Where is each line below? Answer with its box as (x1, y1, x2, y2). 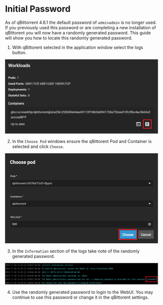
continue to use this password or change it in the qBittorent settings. (12, 294, 149, 300)
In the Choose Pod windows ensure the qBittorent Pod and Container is (12, 138, 152, 144)
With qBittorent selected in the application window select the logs (12, 44, 144, 50)
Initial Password (5, 3, 71, 15)
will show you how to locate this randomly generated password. (5, 35, 132, 41)
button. (12, 50, 27, 55)
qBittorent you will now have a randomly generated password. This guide (5, 30, 151, 36)
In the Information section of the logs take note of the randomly (12, 248, 140, 254)
